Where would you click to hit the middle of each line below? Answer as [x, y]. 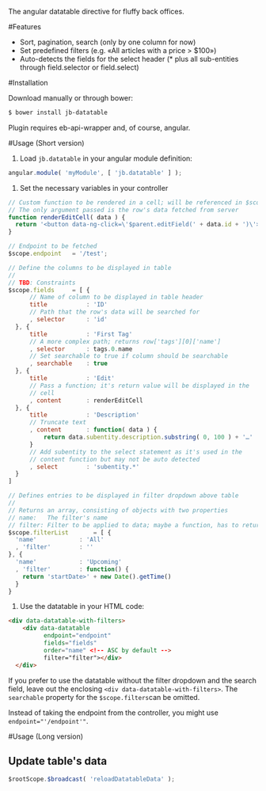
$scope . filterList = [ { [60, 532]
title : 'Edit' [72, 378]
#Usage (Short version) [46, 143]
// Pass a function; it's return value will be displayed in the [139, 386]
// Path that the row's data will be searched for [114, 312]
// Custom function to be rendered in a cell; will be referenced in [125, 202]
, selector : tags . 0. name [81, 349]
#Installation [28, 83]
